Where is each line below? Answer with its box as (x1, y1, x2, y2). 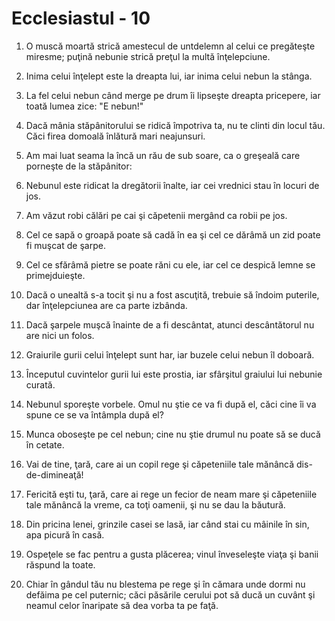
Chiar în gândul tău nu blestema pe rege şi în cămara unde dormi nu (25, 578, 306, 590)
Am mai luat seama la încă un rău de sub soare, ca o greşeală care (25, 149, 301, 161)
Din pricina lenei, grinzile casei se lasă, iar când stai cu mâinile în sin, (25, 518, 310, 530)
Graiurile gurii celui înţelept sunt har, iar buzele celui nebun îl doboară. (25, 348, 315, 361)
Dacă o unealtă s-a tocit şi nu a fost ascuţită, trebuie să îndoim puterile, (25, 288, 320, 301)
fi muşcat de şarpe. (25, 239, 106, 251)
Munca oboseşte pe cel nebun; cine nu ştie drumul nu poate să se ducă (25, 428, 321, 440)
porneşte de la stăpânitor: (25, 160, 133, 172)
